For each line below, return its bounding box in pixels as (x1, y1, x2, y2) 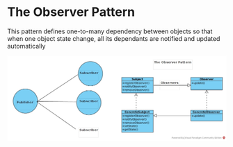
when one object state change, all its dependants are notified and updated (7, 34, 220, 42)
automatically (7, 42, 46, 50)
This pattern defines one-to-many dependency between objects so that (7, 27, 213, 35)
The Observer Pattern (7, 4, 136, 20)
